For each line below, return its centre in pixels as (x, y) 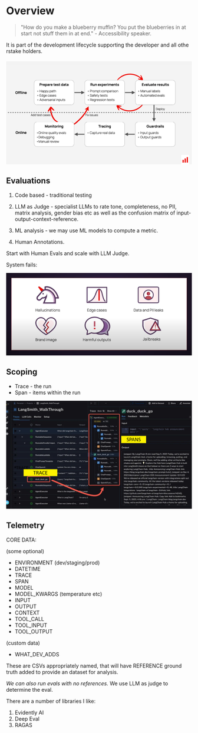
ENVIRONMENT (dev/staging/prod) (57, 562)
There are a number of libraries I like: (51, 701)
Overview (30, 11)
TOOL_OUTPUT (34, 631)
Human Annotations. (39, 242)
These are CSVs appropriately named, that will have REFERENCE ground (94, 666)
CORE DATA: (21, 540)
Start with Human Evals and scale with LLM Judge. (68, 253)
